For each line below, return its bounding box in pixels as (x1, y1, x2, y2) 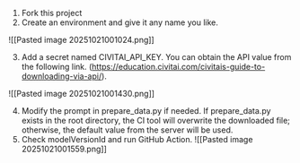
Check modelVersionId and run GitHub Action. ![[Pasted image (21, 134, 253, 144)
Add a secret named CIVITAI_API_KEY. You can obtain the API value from (21, 52, 292, 62)
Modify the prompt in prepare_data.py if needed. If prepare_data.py (21, 106, 271, 116)
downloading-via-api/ (21, 71, 102, 81)
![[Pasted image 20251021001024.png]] (8, 35, 154, 45)
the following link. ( (21, 62, 93, 72)
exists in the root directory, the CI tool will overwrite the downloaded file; (21, 116, 291, 125)
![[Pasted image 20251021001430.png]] (8, 89, 154, 99)
